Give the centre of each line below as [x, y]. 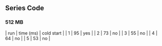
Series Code [25, 8]
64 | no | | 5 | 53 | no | [28, 38]
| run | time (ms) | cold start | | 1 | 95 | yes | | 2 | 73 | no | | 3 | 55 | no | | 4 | [81, 33]
